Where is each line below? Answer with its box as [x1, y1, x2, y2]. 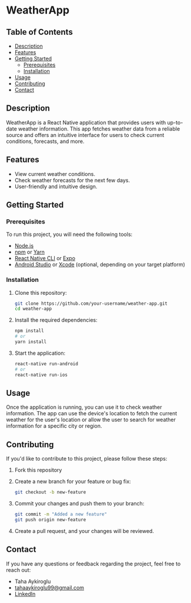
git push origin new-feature [14, 517, 86, 522]
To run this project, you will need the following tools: [6, 231, 133, 238]
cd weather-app [14, 306, 52, 312]
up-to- [167, 119, 183, 126]
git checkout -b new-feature [14, 489, 86, 495]
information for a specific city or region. [6, 422, 102, 429]
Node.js [14, 242, 34, 249]
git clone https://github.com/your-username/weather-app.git [14, 301, 168, 307]
